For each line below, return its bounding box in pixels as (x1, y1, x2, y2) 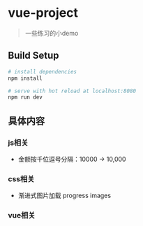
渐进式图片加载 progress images (17, 191, 111, 200)
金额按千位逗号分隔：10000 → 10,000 (17, 155, 126, 163)
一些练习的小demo (24, 29, 79, 37)
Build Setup (8, 50, 59, 62)
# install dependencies (8, 68, 77, 75)
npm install (8, 75, 43, 82)
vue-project (8, 5, 79, 21)
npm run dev (8, 94, 43, 101)
